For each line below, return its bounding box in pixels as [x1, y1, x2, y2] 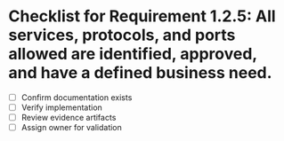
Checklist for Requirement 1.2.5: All [8, 6, 277, 27]
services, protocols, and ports [8, 25, 236, 45]
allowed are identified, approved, [8, 44, 257, 64]
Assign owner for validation [20, 122, 122, 133]
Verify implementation [20, 102, 103, 113]
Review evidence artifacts [20, 113, 117, 123]
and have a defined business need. [8, 63, 272, 83]
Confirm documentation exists [20, 91, 133, 103]
